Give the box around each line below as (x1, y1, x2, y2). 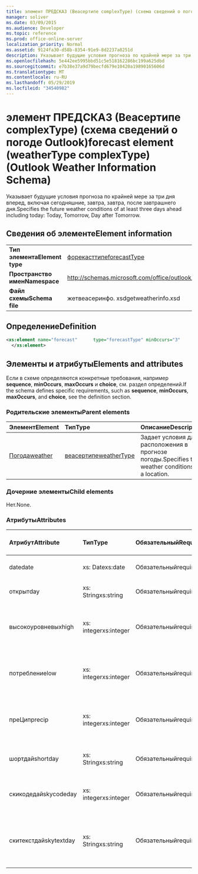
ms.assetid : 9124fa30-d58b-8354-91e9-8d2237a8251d (6, 47, 133, 53)
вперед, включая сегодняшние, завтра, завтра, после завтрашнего (6, 199, 176, 206)
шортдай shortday (9, 754, 59, 763)
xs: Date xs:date (82, 563, 126, 571)
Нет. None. (6, 501, 31, 508)
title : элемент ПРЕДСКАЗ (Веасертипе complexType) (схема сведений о (6, 8, 181, 15)
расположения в (140, 440, 189, 448)
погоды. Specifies (140, 455, 189, 463)
